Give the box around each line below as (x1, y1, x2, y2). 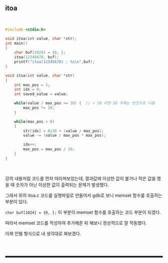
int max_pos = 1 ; (14, 82, 50, 87)
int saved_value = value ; (14, 92, 68, 97)
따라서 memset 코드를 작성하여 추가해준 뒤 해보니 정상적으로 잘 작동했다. (5, 220, 147, 226)
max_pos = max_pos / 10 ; (23, 147, 75, 152)
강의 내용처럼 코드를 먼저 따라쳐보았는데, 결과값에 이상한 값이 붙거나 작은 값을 (5, 175, 156, 181)
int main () (5, 41, 28, 46)
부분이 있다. (5, 198, 28, 204)
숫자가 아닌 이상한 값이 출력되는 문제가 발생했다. (15, 181, 109, 187)
